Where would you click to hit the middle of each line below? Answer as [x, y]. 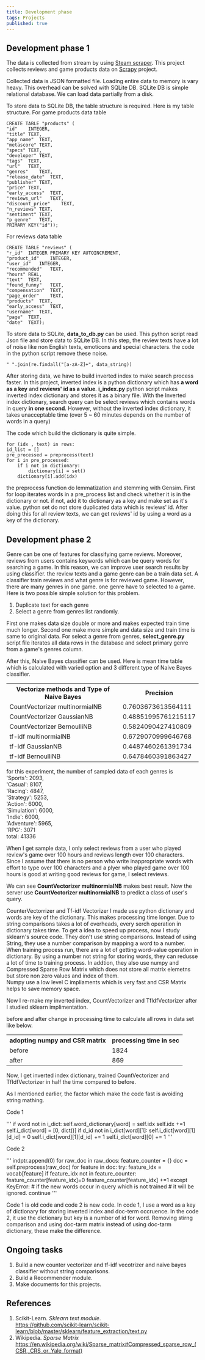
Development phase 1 [48, 48]
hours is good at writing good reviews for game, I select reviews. [88, 874]
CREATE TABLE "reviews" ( [39, 248]
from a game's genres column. [45, 649]
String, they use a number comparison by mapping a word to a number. [96, 943]
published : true [27, 23]
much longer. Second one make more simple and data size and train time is [101, 630]
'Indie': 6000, [23, 817]
